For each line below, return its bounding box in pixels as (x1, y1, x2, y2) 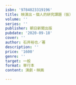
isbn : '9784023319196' (5, 7, 52, 12)
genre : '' (5, 53, 26, 59)
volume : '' (5, 16, 28, 21)
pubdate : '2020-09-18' (5, 30, 52, 35)
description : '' (5, 44, 39, 49)
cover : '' (5, 35, 26, 40)
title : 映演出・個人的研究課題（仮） (5, 12, 73, 17)
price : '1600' (5, 49, 35, 54)
